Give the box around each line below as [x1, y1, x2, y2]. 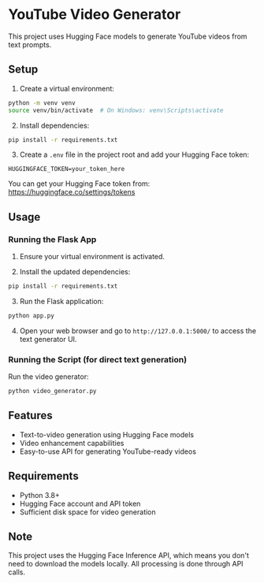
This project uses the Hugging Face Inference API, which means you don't [8, 551, 250, 560]
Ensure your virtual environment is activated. [19, 252, 165, 262]
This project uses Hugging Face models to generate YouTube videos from [8, 32, 247, 41]
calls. [8, 567, 26, 577]
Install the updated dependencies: [19, 267, 131, 277]
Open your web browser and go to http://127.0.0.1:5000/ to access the [19, 325, 257, 336]
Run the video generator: [8, 372, 89, 381]
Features [8, 409, 53, 422]
